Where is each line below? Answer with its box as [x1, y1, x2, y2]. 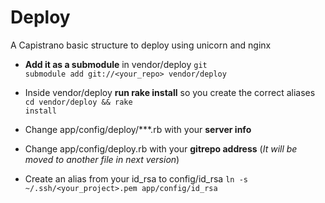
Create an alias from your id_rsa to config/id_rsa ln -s [24, 172, 248, 185]
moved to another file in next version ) [24, 153, 180, 165]
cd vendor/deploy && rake [24, 97, 133, 107]
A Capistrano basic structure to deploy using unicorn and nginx [10, 39, 272, 51]
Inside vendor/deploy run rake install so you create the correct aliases [24, 86, 316, 98]
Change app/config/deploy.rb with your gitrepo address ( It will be [24, 142, 298, 155]
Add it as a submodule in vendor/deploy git [24, 58, 208, 70]
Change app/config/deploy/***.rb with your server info [24, 123, 252, 135]
